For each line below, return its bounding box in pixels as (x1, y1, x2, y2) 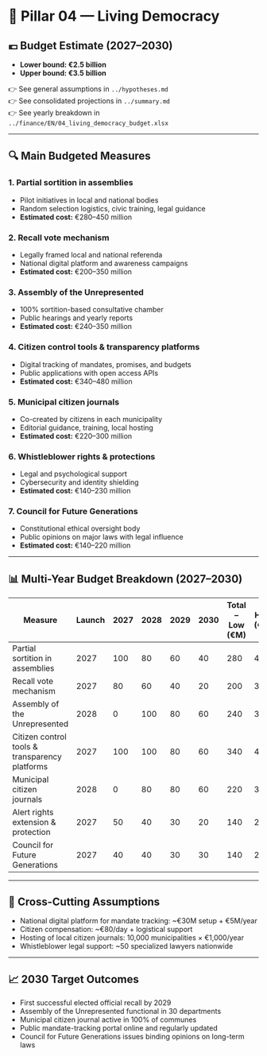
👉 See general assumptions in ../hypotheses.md (8, 84, 168, 94)
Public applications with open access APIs (19, 368, 159, 377)
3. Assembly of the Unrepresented (8, 286, 145, 297)
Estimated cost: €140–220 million (19, 540, 131, 551)
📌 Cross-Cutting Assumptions (8, 895, 161, 908)
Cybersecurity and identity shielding (19, 478, 139, 487)
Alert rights (12, 807, 54, 818)
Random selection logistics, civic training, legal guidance (19, 203, 206, 213)
